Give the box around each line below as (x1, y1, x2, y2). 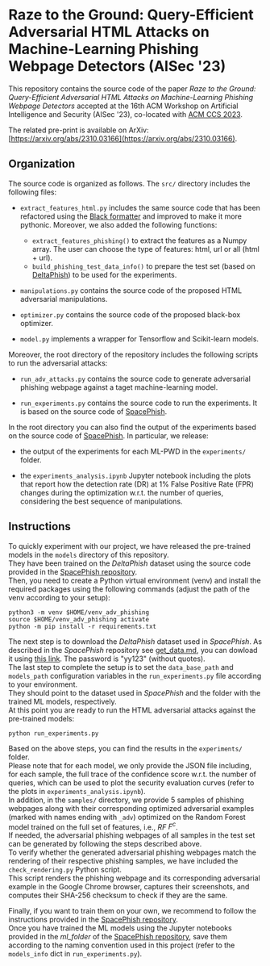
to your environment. (8, 680, 78, 689)
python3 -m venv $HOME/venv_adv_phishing (8, 608, 150, 617)
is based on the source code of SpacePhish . (19, 406, 168, 416)
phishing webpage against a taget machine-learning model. (19, 382, 218, 392)
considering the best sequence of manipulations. (19, 496, 183, 506)
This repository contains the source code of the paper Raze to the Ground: (8, 83, 256, 94)
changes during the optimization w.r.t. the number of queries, (19, 487, 224, 497)
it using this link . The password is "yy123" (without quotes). (8, 654, 206, 663)
